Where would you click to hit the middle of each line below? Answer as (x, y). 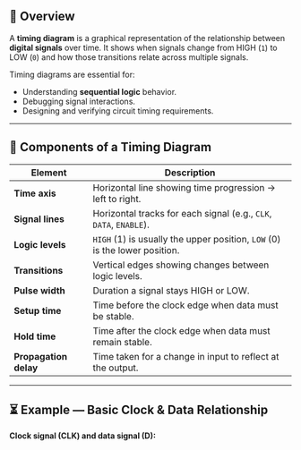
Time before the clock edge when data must (186, 305)
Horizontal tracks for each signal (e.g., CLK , (182, 213)
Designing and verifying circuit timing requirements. (118, 110)
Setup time (38, 310)
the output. (116, 368)
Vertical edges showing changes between (181, 265)
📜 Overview (42, 17)
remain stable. (122, 342)
